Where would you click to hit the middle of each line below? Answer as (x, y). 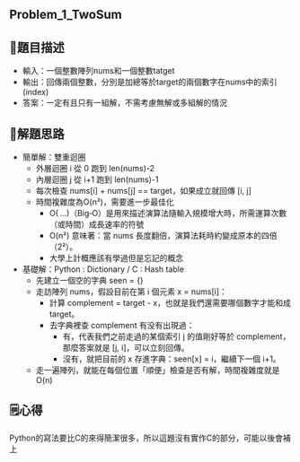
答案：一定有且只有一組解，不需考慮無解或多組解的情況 (124, 103)
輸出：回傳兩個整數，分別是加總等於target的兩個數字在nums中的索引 (150, 82)
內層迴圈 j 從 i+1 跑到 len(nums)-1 (97, 179)
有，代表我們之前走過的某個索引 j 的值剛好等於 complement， (176, 336)
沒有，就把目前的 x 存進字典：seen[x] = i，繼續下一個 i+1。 (172, 359)
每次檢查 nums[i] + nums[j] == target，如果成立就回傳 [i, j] (143, 191)
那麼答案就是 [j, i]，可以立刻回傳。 (126, 348)
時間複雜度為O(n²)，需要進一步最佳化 (105, 202)
